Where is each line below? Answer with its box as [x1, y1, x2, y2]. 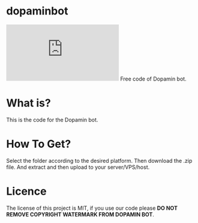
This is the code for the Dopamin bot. [6, 116, 98, 123]
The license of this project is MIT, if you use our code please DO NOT [6, 204, 178, 212]
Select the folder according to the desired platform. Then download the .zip [6, 157, 193, 164]
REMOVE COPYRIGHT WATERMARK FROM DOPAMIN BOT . [6, 210, 155, 218]
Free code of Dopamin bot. [119, 75, 187, 82]
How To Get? [6, 137, 71, 151]
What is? [6, 96, 51, 110]
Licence [6, 185, 47, 198]
